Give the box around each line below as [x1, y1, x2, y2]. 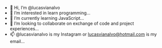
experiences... [9, 26, 39, 32]
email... [9, 39, 25, 44]
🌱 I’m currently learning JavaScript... [9, 15, 84, 21]
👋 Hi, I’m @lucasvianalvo [9, 5, 60, 10]
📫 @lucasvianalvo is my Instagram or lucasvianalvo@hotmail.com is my [9, 31, 157, 37]
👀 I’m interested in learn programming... [9, 10, 90, 16]
